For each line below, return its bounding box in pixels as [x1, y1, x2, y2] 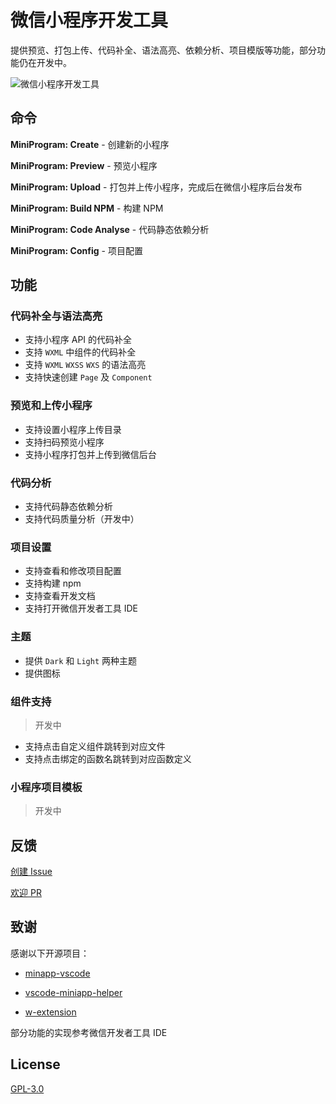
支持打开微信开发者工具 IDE [24, 602, 139, 615]
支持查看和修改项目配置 [24, 565, 122, 577]
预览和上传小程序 [10, 399, 93, 413]
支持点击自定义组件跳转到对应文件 [24, 740, 166, 752]
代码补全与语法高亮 [10, 309, 103, 323]
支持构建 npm [24, 577, 82, 590]
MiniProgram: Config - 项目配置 [10, 244, 143, 256]
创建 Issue [10, 866, 53, 878]
